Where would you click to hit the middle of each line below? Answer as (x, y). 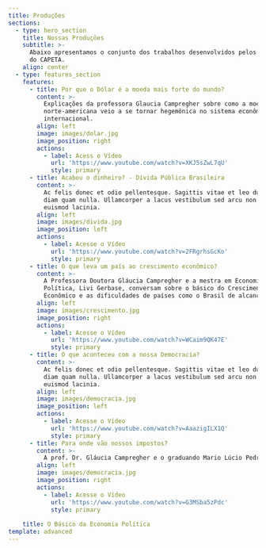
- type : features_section (58, 75)
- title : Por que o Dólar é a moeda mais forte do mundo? (127, 89)
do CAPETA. (47, 60)
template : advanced (40, 532)
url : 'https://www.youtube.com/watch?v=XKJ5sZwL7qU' (139, 163)
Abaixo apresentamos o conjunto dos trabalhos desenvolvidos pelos (143, 52)
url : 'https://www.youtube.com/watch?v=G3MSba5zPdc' (139, 502)
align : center (46, 67)
